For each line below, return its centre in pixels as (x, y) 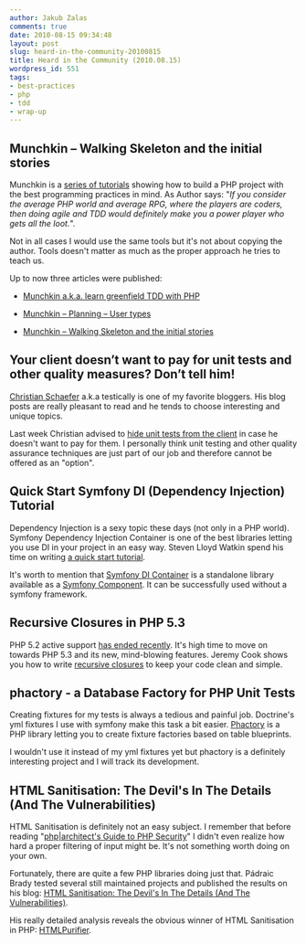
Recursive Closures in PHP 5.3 (97, 623)
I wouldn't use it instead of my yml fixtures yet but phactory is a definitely (148, 752)
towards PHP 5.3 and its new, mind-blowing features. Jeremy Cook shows (149, 654)
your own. (28, 856)
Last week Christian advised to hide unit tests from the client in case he (144, 433)
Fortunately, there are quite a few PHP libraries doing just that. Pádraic (142, 874)
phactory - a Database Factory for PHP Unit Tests (153, 692)
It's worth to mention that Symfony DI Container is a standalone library (142, 574)
